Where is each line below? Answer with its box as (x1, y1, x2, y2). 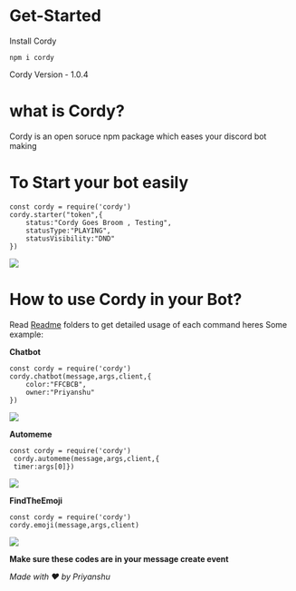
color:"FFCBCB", (25, 379, 88, 389)
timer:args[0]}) (13, 462, 75, 471)
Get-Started (9, 5, 101, 26)
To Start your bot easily (9, 172, 189, 193)
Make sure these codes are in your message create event (9, 553, 229, 564)
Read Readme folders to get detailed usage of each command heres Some (9, 319, 288, 330)
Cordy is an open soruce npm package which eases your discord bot (9, 131, 267, 142)
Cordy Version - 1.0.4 (9, 69, 89, 80)
